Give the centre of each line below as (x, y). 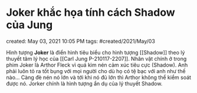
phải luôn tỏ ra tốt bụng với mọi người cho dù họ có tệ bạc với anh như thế (96, 71)
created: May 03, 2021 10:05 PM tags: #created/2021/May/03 (81, 41)
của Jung (29, 25)
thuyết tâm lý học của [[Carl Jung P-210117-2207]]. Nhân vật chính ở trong (96, 58)
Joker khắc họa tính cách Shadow (91, 13)
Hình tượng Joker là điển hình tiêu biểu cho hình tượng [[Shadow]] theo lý (96, 52)
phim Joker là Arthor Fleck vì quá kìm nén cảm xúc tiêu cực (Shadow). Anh (97, 65)
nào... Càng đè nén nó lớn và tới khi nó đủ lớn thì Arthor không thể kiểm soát (99, 77)
